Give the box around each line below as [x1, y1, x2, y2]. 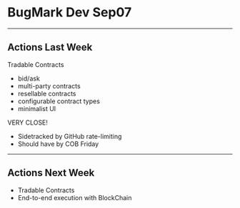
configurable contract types [17, 97, 100, 105]
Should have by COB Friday [17, 140, 99, 148]
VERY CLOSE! [7, 118, 49, 127]
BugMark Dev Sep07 [7, 4, 132, 21]
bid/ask [17, 74, 41, 83]
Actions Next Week [7, 167, 95, 179]
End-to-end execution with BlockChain [17, 193, 132, 202]
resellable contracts [17, 89, 76, 98]
